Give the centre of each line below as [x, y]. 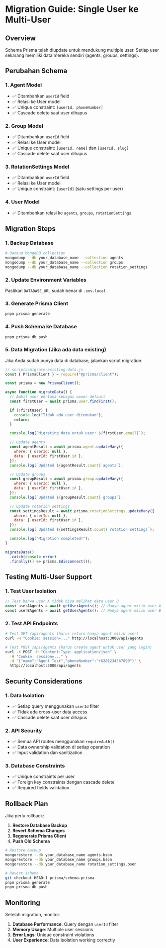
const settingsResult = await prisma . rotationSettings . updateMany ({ [82, 511]
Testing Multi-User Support [49, 577]
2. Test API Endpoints [32, 623]
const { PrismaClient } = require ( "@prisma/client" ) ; [62, 374]
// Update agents [28, 442]
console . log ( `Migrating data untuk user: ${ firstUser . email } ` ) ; [78, 433]
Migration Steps [31, 229]
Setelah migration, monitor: [33, 915]
